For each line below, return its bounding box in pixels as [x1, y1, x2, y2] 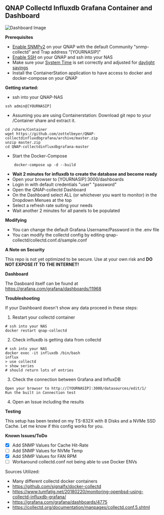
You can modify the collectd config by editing [12, 232, 105, 238]
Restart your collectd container [12, 314, 75, 320]
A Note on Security [5, 246, 45, 252]
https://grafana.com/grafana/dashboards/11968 [5, 285, 102, 292]
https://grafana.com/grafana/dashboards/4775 [12, 499, 107, 505]
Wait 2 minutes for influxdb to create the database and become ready [12, 171, 158, 177]
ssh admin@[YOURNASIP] [5, 103, 52, 109]
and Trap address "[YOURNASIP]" [32, 49, 101, 55]
